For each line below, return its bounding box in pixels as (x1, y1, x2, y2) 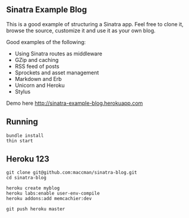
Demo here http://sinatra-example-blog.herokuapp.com (6, 99, 143, 107)
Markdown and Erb (14, 75, 62, 82)
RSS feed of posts (14, 63, 60, 70)
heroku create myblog (6, 185, 60, 191)
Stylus (14, 88, 31, 95)
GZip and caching (14, 56, 59, 63)
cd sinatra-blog (6, 175, 47, 181)
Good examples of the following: (6, 38, 86, 45)
